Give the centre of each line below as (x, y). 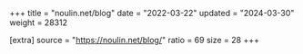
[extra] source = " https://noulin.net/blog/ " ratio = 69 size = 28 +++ (134, 40)
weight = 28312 (39, 22)
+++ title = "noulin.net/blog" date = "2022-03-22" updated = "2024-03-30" (152, 13)
